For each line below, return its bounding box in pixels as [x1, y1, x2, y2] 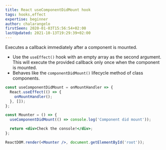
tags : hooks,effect [5, 12, 46, 17]
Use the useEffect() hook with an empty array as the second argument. [12, 54, 161, 60]
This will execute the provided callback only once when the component [12, 59, 160, 65]
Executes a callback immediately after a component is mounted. [5, 44, 137, 50]
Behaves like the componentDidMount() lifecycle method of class [12, 70, 143, 75]
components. [12, 75, 40, 81]
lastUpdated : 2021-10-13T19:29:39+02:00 [5, 30, 91, 35]
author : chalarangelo [5, 21, 51, 26]
